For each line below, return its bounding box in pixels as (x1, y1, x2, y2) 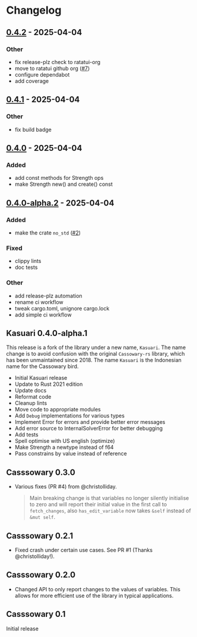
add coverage (14, 77, 49, 84)
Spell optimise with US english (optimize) (14, 438, 115, 445)
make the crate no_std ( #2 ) (14, 229, 81, 236)
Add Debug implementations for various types (14, 412, 125, 419)
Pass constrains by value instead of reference (14, 450, 128, 457)
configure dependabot (14, 71, 70, 78)
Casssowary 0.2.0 (6, 570, 76, 580)
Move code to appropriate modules (14, 406, 101, 413)
